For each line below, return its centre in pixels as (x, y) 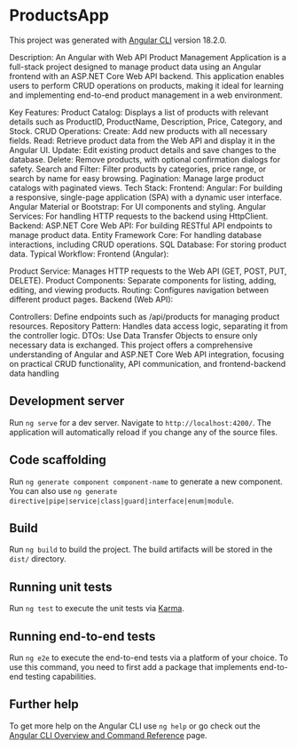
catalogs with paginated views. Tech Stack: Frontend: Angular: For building (146, 187)
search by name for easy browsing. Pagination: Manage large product (137, 178)
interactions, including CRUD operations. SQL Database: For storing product (148, 244)
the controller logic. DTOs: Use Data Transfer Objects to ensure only (133, 335)
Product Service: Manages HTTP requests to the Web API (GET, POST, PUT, (148, 271)
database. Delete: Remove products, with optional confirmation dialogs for (145, 159)
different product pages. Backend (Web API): (91, 299)
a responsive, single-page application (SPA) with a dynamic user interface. (145, 197)
